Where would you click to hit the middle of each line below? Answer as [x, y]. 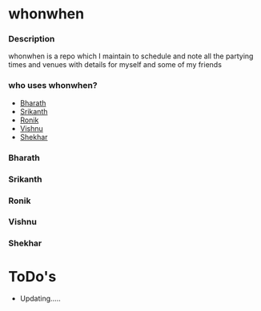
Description [32, 39]
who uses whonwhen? [53, 86]
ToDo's [32, 276]
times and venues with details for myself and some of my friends [115, 65]
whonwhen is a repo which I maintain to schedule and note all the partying [131, 56]
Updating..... [40, 299]
